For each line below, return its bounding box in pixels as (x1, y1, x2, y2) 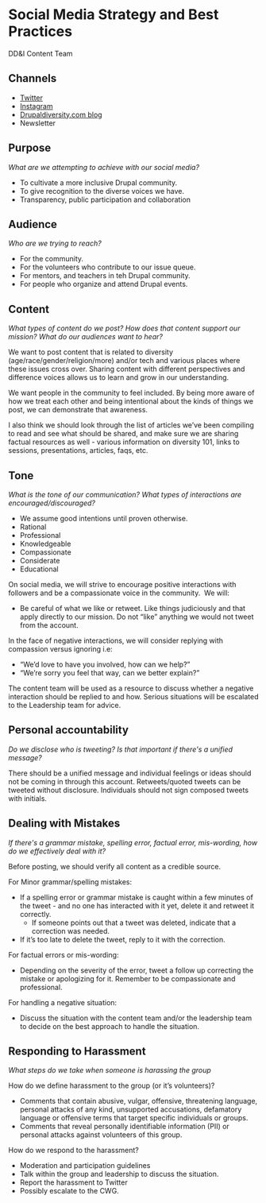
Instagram (19, 101, 53, 110)
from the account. (19, 621, 79, 629)
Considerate (19, 556, 60, 565)
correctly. (19, 909, 52, 919)
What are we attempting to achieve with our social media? (8, 162, 200, 172)
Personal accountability (8, 723, 129, 737)
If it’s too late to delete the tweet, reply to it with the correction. (19, 934, 226, 944)
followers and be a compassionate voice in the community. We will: (8, 588, 230, 598)
